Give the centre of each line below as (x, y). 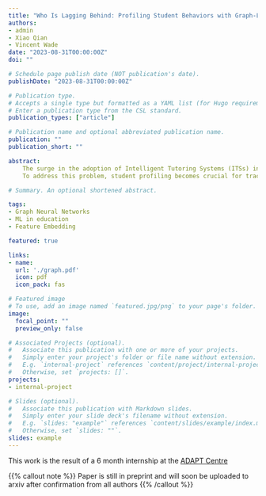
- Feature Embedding (42, 227)
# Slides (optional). (44, 401)
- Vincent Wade (33, 45)
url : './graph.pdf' (47, 270)
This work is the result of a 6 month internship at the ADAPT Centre (118, 460)
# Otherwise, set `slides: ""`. (65, 431)
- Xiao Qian (28, 38)
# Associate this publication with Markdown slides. (101, 409)
